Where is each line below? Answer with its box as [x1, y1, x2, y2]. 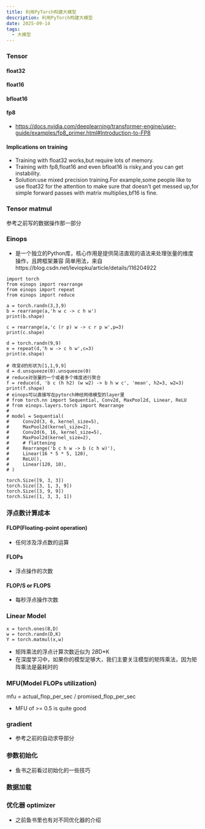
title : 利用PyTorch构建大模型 [6, 9, 77, 15]
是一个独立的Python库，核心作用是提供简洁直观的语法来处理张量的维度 [15, 249, 194, 257]
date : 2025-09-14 [6, 20, 51, 26]
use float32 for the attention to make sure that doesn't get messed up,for [15, 183, 199, 190]
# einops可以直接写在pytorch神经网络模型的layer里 [6, 392, 125, 398]
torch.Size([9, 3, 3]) [6, 477, 64, 483]
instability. [15, 169, 41, 177]
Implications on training [6, 143, 68, 151]
